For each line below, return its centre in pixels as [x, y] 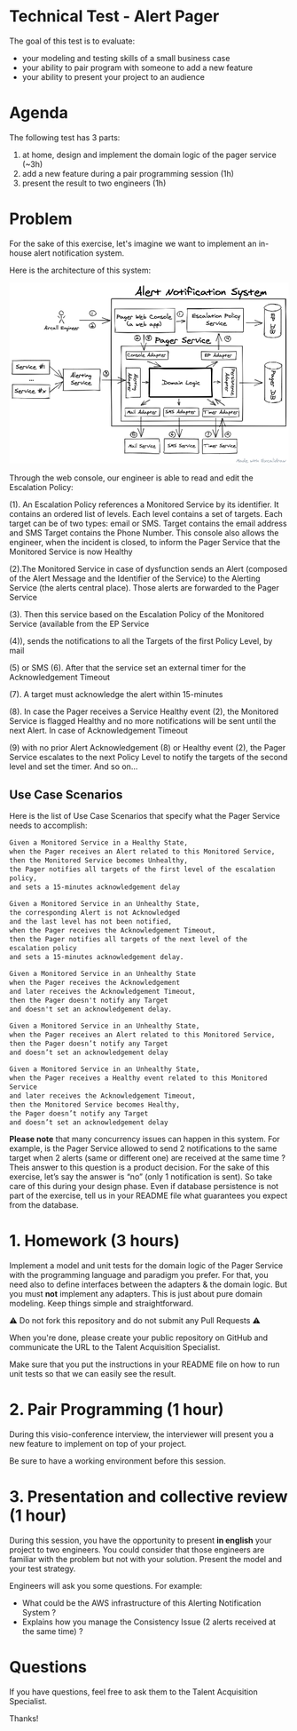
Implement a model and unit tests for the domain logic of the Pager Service [146, 1266]
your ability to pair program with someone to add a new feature [137, 67]
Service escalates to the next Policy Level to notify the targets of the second [148, 758]
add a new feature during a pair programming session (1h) [128, 173]
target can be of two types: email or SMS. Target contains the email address [148, 524]
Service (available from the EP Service [79, 624]
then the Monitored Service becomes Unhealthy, [99, 861]
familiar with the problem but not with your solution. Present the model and [145, 1560]
